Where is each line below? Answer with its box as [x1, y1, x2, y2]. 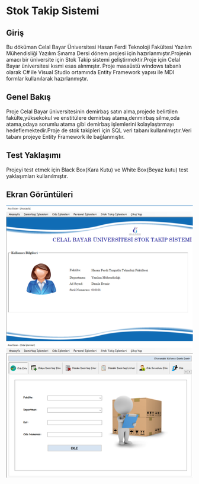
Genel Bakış [6, 92, 52, 102]
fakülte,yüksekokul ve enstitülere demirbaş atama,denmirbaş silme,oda [6, 114, 180, 121]
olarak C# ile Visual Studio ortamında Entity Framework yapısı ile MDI [6, 69, 175, 75]
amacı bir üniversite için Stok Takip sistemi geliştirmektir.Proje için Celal [6, 56, 181, 63]
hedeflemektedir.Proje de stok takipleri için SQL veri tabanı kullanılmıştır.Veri [6, 126, 192, 134]
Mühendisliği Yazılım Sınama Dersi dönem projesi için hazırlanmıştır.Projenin [6, 50, 191, 57]
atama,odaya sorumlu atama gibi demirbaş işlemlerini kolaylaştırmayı [6, 120, 174, 128]
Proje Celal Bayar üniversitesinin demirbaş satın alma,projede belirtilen [6, 108, 178, 115]
